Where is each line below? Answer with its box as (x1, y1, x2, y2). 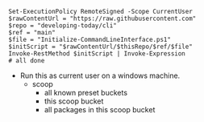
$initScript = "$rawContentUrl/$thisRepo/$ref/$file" (8, 43, 194, 51)
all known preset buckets (44, 88, 127, 97)
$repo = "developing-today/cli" (8, 22, 117, 30)
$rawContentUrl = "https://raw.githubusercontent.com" (8, 14, 197, 22)
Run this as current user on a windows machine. (19, 71, 181, 80)
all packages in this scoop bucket (44, 105, 156, 114)
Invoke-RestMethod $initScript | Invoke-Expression (8, 50, 185, 58)
